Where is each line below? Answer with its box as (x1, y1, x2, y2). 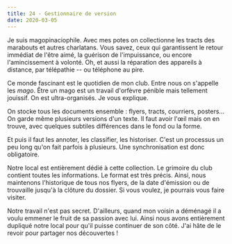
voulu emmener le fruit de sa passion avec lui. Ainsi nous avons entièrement (7, 213, 225, 222)
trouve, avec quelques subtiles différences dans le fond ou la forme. (7, 122, 203, 130)
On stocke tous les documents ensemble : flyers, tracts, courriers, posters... (7, 107, 224, 115)
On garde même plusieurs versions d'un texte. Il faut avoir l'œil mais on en (7, 114, 220, 122)
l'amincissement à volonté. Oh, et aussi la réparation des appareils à (7, 58, 203, 66)
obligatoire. (7, 150, 40, 158)
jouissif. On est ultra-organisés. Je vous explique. (7, 93, 149, 101)
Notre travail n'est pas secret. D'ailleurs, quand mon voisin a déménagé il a (7, 206, 222, 215)
